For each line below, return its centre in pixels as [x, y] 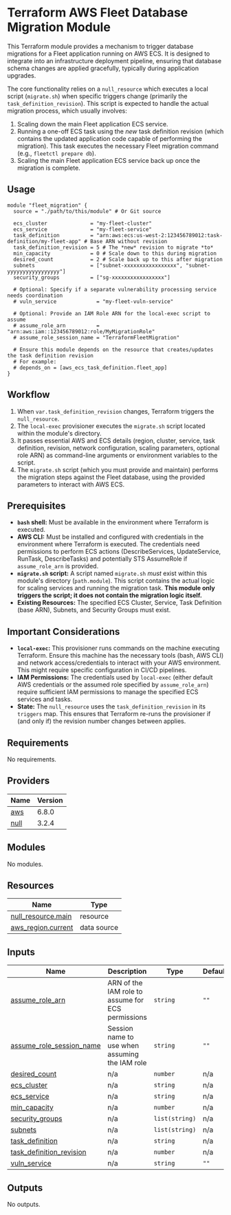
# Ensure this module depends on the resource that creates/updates [113, 349]
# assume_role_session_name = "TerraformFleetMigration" [97, 337]
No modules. [25, 864]
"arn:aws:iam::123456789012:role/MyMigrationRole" [81, 331]
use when [123, 1046]
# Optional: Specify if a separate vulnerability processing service [115, 289]
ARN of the [125, 983]
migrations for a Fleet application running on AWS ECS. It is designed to [109, 54]
